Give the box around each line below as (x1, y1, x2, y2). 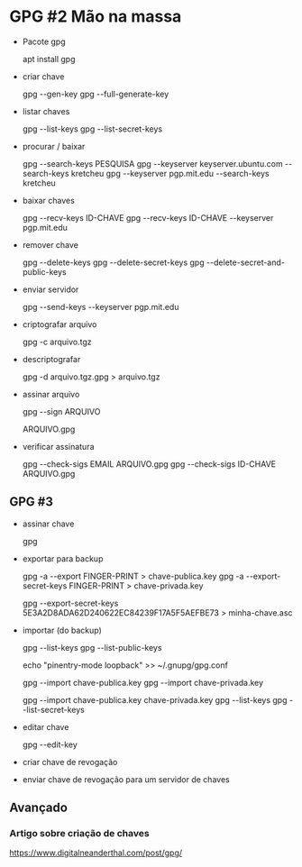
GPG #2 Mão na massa (9, 6, 182, 27)
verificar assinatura (22, 441, 95, 452)
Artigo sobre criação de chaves (9, 827, 151, 840)
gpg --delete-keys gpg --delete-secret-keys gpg (22, 257, 205, 268)
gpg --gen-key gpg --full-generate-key (22, 88, 169, 99)
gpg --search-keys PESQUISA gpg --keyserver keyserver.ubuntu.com (22, 158, 283, 169)
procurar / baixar (22, 141, 86, 151)
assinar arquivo (22, 388, 80, 399)
